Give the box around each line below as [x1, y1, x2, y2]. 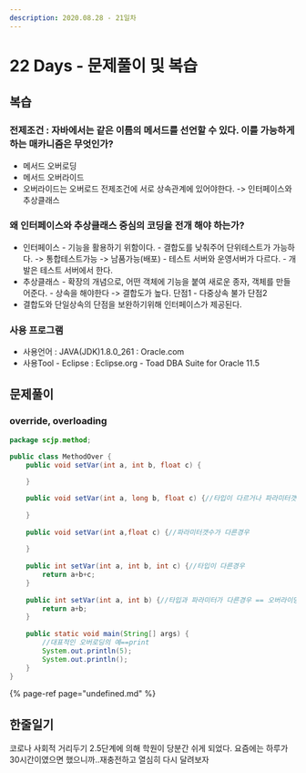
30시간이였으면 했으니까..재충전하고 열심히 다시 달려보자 [9, 754, 209, 766]
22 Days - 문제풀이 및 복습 [9, 56, 199, 76]
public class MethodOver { [9, 452, 112, 461]
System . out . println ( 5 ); [42, 646, 132, 655]
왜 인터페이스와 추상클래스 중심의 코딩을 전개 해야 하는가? [9, 220, 245, 232]
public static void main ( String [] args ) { [25, 630, 189, 639]
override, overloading [9, 415, 107, 428]
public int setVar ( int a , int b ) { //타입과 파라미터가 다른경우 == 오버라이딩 [25, 595, 300, 604]
